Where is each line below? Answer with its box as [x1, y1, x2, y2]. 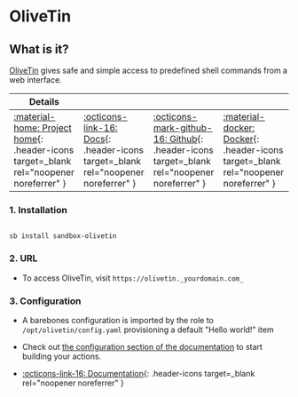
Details [29, 96, 59, 107]
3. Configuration [9, 295, 82, 307]
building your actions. [21, 351, 102, 361]
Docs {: [83, 133, 112, 145]
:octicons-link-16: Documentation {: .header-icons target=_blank [21, 368, 255, 378]
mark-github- [153, 122, 213, 134]
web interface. [9, 75, 62, 85]
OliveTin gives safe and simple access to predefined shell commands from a [9, 65, 288, 75]
